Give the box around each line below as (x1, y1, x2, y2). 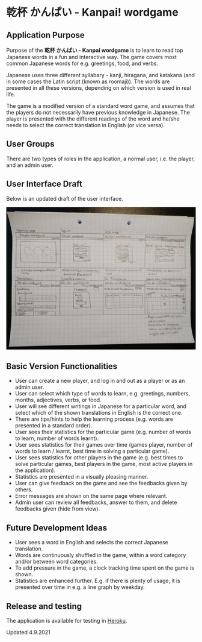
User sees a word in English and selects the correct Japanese (14, 539, 168, 546)
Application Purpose (6, 30, 85, 40)
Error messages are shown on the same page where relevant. (14, 493, 168, 500)
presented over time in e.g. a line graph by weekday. (14, 584, 145, 591)
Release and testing (6, 601, 82, 611)
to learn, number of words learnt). (14, 435, 99, 442)
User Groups (6, 139, 55, 149)
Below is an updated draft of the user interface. (6, 195, 123, 202)
